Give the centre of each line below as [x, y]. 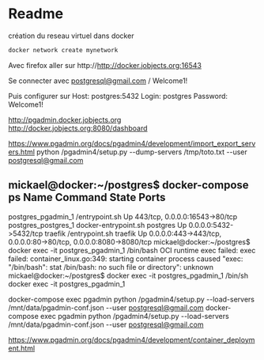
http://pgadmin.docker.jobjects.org [65, 119]
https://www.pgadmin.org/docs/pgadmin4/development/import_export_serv [132, 143]
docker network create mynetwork [63, 50]
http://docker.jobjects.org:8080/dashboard [78, 128]
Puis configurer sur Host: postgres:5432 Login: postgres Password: [118, 96]
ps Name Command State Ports [87, 197]
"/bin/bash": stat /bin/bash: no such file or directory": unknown [111, 267]
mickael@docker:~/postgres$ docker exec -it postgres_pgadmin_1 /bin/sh [128, 275]
